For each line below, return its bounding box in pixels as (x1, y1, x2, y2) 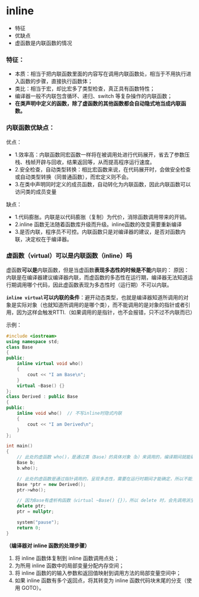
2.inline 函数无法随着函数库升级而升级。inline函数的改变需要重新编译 (14, 221, 182, 228)
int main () (6, 443, 33, 449)
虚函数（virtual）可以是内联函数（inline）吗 (6, 252, 133, 260)
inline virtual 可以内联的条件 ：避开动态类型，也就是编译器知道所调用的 (6, 294, 184, 301)
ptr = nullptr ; (17, 509, 54, 515)
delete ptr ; (17, 503, 46, 509)
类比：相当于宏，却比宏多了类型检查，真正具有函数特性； (14, 85, 155, 93)
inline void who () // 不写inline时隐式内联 (17, 411, 123, 417)
